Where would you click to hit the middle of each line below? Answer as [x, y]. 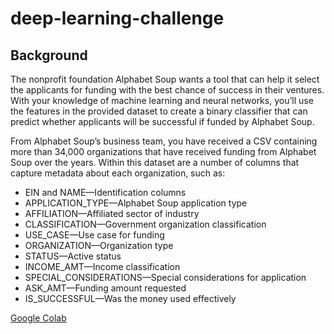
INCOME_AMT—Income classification [102, 266]
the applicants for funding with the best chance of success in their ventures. [167, 90]
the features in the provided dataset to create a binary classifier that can [159, 111]
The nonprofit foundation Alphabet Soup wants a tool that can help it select [165, 79]
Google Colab [38, 318]
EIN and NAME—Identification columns [105, 192]
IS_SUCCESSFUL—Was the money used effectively [130, 298]
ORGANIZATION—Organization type [99, 245]
